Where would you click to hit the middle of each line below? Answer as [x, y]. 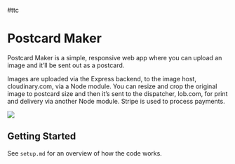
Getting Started [42, 136]
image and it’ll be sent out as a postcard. [66, 65]
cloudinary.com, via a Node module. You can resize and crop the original [112, 86]
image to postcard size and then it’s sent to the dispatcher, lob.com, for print [117, 93]
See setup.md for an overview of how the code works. [85, 153]
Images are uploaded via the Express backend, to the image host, [102, 78]
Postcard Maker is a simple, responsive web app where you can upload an [115, 57]
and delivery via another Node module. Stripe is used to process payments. [116, 101]
